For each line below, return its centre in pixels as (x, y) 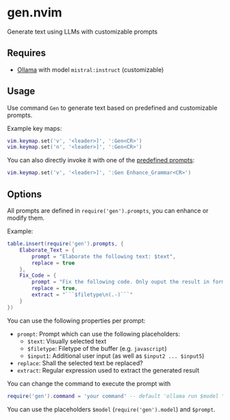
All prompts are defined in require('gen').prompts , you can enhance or (108, 211)
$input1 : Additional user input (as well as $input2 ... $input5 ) (116, 356)
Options (25, 194)
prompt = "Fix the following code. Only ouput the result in (121, 282)
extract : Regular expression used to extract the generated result (108, 370)
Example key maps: (35, 128)
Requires (27, 53)
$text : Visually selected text (67, 341)
